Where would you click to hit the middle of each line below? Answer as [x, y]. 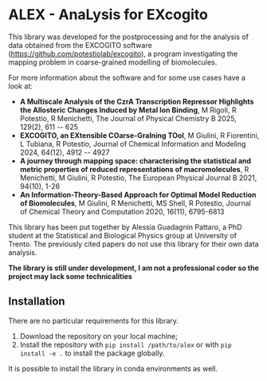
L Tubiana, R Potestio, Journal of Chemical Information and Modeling [133, 143]
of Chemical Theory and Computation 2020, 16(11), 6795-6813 [122, 211]
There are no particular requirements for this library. [94, 320]
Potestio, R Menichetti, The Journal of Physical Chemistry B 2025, [128, 118]
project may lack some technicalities [71, 276]
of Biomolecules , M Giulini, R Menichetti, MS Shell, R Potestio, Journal [135, 203]
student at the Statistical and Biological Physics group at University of [123, 235]
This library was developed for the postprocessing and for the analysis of [129, 37]
